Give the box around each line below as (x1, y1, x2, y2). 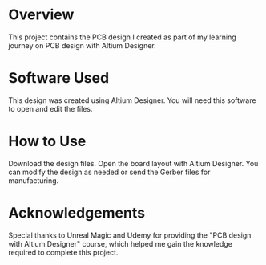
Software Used (8, 69, 110, 88)
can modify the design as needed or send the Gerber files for (8, 167, 211, 177)
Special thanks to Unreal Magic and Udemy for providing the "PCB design (8, 230, 252, 240)
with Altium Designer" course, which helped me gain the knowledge (8, 238, 232, 248)
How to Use (8, 132, 87, 150)
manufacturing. (8, 175, 59, 185)
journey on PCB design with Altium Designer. (8, 40, 156, 50)
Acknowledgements (8, 204, 146, 222)
